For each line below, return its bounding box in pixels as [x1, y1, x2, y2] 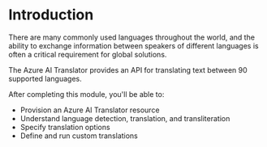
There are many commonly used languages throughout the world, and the [8, 32, 256, 42]
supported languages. [8, 73, 83, 83]
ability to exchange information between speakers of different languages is [8, 40, 259, 50]
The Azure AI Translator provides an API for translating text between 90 [8, 65, 248, 74]
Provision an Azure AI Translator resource [19, 105, 160, 115]
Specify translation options [19, 122, 111, 132]
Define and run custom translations [19, 131, 138, 141]
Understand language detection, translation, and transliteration [19, 113, 230, 123]
